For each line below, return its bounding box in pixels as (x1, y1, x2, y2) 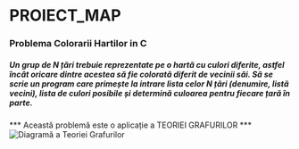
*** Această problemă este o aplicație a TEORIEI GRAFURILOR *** (9, 120, 253, 130)
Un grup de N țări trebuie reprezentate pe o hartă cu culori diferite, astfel (9, 59, 285, 70)
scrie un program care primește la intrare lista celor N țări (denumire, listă (9, 78, 289, 89)
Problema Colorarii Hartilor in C (9, 37, 147, 50)
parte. (9, 97, 33, 108)
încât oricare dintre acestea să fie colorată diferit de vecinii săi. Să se (9, 69, 274, 79)
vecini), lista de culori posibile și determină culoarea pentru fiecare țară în (9, 87, 291, 98)
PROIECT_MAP (9, 5, 122, 26)
